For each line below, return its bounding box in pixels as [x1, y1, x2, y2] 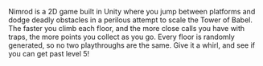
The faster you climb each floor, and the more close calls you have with [8, 24, 245, 33]
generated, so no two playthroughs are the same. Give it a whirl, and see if [8, 41, 256, 50]
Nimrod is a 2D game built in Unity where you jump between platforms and [8, 7, 256, 16]
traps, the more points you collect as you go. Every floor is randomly [8, 32, 235, 41]
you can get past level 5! [8, 49, 90, 58]
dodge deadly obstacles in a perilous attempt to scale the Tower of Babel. [8, 15, 253, 25]
